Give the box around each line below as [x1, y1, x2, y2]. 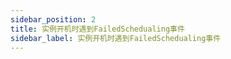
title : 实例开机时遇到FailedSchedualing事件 [10, 24, 185, 34]
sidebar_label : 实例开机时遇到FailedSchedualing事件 [10, 33, 222, 43]
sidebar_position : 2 [10, 14, 97, 25]
